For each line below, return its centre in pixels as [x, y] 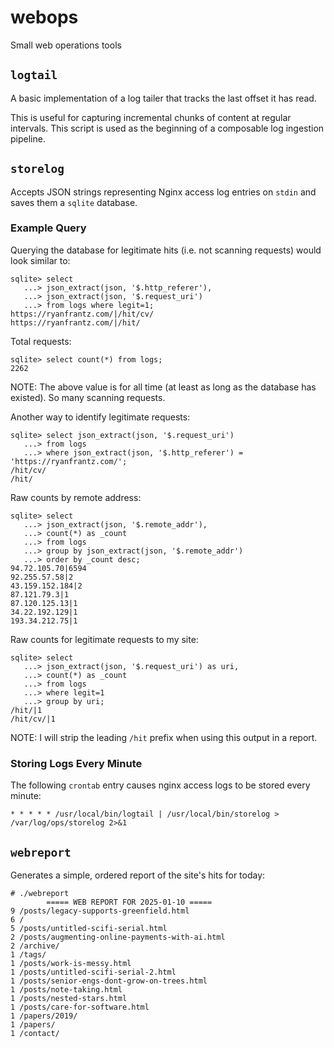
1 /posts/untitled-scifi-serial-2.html [93, 972]
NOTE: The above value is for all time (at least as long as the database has [163, 387]
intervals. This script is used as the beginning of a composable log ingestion [167, 128]
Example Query [48, 228]
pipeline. [28, 138]
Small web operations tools [66, 45]
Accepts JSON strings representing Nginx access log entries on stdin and [163, 192]
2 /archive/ [35, 946]
